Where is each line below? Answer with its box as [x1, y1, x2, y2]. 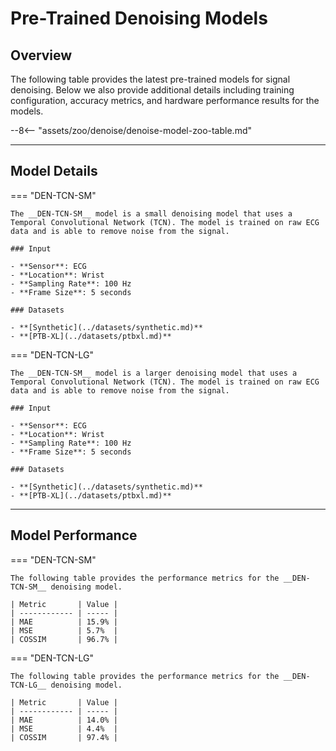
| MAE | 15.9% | [10, 617, 118, 627]
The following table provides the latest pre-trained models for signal [10, 73, 291, 85]
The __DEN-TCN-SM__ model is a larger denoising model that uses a [10, 368, 298, 378]
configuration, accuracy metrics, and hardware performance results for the [10, 95, 320, 106]
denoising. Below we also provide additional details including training [10, 84, 295, 96]
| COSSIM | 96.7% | [10, 634, 118, 644]
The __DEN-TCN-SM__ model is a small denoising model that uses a [10, 208, 293, 219]
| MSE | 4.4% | [10, 723, 118, 734]
